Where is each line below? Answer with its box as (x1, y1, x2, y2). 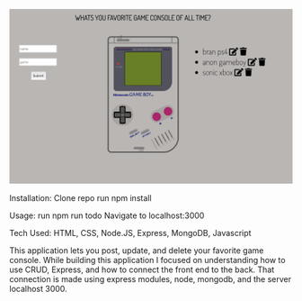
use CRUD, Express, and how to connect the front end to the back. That (9, 264, 275, 275)
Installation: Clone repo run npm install (9, 192, 152, 203)
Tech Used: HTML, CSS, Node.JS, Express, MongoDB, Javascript (9, 227, 252, 238)
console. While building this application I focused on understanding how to (9, 254, 286, 265)
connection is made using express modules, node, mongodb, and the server (9, 273, 292, 284)
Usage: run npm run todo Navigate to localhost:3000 (9, 210, 205, 221)
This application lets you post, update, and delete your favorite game (9, 244, 264, 256)
